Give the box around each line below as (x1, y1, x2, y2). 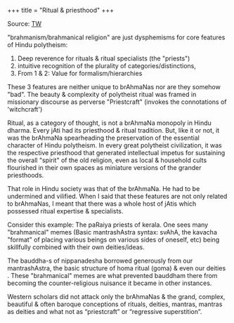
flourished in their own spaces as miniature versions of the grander (7, 164, 202, 171)
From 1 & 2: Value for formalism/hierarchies (17, 70, 143, 77)
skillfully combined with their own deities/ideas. (7, 243, 145, 251)
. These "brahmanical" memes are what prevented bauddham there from (7, 272, 218, 279)
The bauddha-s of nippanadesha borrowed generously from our (7, 256, 193, 265)
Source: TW (7, 20, 42, 27)
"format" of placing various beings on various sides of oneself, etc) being (7, 235, 220, 244)
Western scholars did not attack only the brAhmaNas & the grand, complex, (7, 293, 226, 301)
